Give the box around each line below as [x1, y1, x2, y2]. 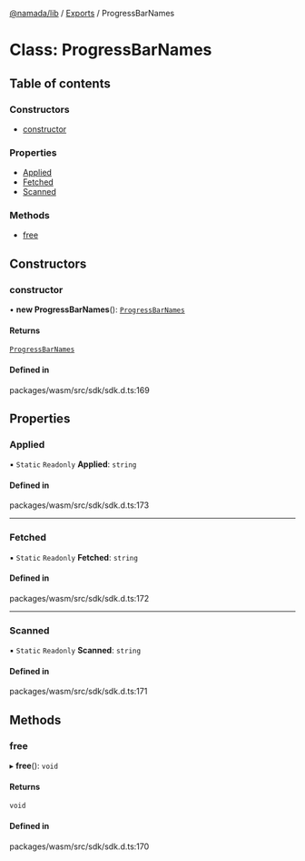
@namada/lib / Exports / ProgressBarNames [9, 8, 175, 18]
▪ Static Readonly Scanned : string [9, 645, 142, 656]
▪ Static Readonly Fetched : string [9, 552, 139, 562]
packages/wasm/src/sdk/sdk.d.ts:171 [9, 686, 148, 697]
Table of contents [9, 76, 111, 91]
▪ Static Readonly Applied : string [9, 459, 137, 470]
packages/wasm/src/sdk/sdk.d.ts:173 [9, 500, 150, 511]
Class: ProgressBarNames [9, 40, 212, 60]
